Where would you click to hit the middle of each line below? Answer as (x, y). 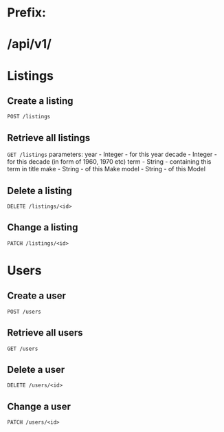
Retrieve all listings (49, 138)
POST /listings (29, 117)
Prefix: (27, 13)
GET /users (23, 349)
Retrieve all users (45, 333)
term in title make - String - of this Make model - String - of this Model (107, 169)
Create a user (37, 296)
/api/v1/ (29, 44)
